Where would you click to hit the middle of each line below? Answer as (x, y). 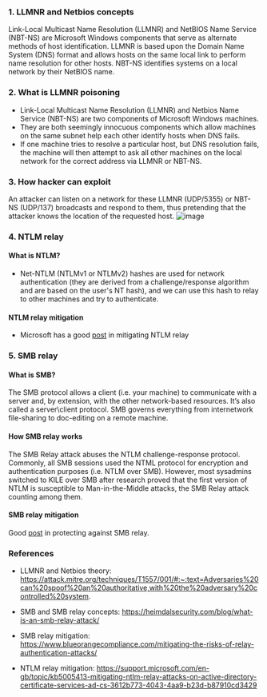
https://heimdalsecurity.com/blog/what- (187, 612)
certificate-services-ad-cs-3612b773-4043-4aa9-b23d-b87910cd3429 (138, 685)
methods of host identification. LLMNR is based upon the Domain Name (127, 46)
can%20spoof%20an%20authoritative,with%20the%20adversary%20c (139, 588)
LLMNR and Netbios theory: (66, 571)
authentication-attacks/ (58, 653)
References (31, 553)
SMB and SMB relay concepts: (70, 612)
